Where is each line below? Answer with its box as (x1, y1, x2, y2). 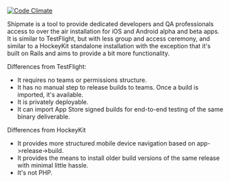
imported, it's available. (17, 90, 84, 99)
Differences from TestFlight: (7, 63, 87, 70)
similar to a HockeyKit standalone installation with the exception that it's (7, 42, 211, 50)
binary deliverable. (17, 112, 70, 121)
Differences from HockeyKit (7, 126, 86, 134)
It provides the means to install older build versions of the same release (17, 154, 220, 162)
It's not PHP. (17, 169, 53, 176)
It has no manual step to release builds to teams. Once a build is (17, 83, 199, 91)
